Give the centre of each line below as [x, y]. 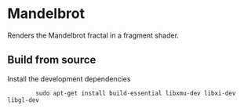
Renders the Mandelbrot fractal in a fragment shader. [93, 35]
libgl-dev [24, 100]
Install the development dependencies [69, 78]
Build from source [52, 60]
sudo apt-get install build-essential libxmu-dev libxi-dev [136, 93]
